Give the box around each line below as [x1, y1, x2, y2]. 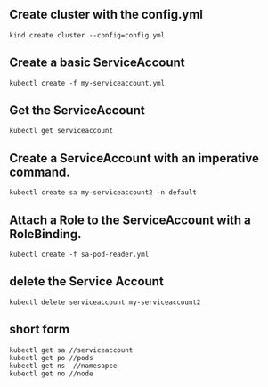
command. [9, 164, 71, 179]
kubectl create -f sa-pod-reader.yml [9, 250, 150, 259]
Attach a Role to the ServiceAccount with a [9, 212, 252, 227]
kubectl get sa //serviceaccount [9, 345, 134, 355]
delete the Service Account [9, 274, 165, 289]
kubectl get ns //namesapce [9, 361, 118, 370]
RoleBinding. [9, 226, 82, 242]
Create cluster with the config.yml [9, 7, 203, 22]
